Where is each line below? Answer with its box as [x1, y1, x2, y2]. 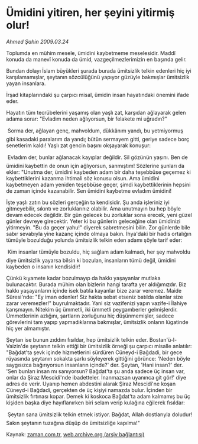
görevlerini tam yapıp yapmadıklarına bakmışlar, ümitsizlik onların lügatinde [6, 318, 189, 325]
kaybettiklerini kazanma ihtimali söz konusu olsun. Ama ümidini [6, 174, 160, 182]
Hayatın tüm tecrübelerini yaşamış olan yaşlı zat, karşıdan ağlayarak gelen [6, 109, 186, 116]
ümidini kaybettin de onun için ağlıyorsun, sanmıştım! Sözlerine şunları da [6, 162, 185, 169]
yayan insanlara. [6, 80, 46, 87]
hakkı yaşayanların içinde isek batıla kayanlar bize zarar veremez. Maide [6, 287, 182, 294]
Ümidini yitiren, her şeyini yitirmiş [6, 6, 175, 20]
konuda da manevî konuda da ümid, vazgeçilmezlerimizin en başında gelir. [6, 56, 187, 63]
